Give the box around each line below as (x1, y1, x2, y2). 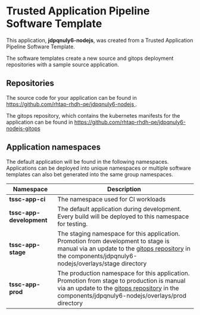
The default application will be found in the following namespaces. (6, 158, 169, 165)
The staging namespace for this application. (57, 229, 180, 237)
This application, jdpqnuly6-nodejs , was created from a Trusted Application (6, 36, 193, 44)
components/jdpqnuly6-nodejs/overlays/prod (57, 291, 186, 299)
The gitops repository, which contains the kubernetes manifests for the (6, 112, 180, 119)
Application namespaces (6, 142, 101, 152)
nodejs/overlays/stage (57, 259, 120, 267)
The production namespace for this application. (57, 269, 190, 277)
